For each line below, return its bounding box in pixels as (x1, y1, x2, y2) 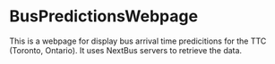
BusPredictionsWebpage (9, 6, 199, 27)
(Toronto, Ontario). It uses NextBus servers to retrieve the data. (9, 44, 243, 55)
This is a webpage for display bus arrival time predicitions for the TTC (9, 36, 267, 46)
